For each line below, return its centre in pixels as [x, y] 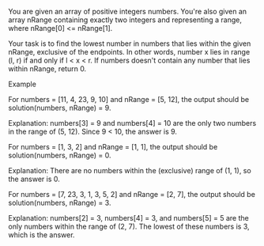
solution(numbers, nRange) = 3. [60, 202]
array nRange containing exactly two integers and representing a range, [125, 20]
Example [23, 84]
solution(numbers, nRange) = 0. [60, 155]
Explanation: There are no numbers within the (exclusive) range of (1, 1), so [130, 170]
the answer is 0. [34, 179]
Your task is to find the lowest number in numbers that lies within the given [130, 44]
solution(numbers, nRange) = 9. [60, 108]
